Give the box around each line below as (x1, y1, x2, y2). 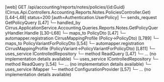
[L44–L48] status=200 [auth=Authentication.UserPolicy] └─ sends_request (5, 15, 157, 20)
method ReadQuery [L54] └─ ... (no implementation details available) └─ (5, 61, 151, 67)
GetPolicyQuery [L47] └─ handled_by (5, 20, 81, 25)
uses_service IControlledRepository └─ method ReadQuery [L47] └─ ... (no (5, 51, 157, 57)
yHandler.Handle (5, 30, 39, 36)
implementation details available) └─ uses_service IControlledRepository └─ (5, 56, 159, 61)
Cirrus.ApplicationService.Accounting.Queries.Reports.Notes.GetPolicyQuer (5, 25, 158, 31)
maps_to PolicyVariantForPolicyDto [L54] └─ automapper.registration (5, 41, 144, 46)
